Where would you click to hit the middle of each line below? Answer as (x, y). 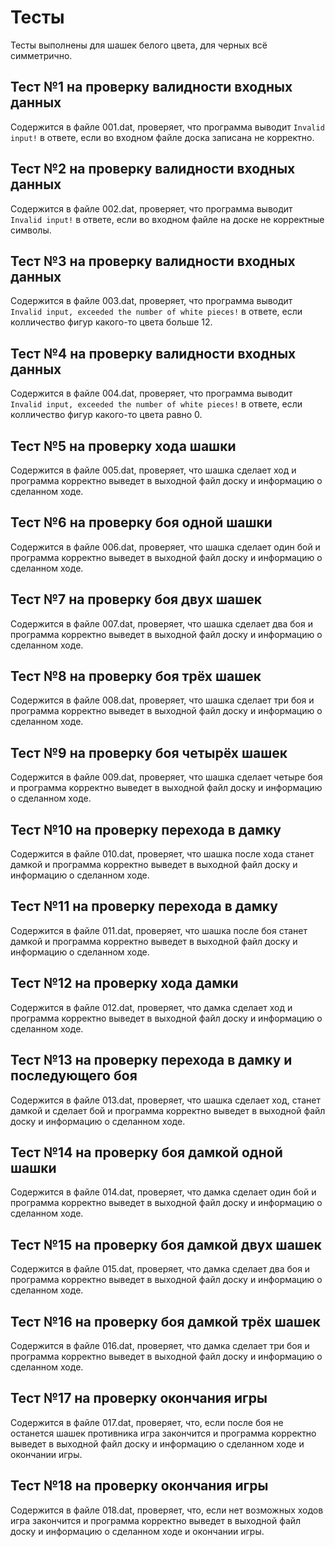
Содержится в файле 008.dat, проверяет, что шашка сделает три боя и (162, 700)
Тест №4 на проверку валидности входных (153, 353)
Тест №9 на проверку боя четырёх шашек (149, 752)
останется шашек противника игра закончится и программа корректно (163, 1433)
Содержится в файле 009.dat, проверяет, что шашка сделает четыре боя (166, 777)
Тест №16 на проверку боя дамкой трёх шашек (165, 1321)
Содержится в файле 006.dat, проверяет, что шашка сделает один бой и (165, 547)
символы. (31, 230)
